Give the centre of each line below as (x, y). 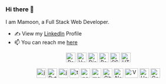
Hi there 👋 (20, 9)
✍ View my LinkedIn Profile (48, 34)
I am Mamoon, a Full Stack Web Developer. (57, 22)
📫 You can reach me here (46, 43)
